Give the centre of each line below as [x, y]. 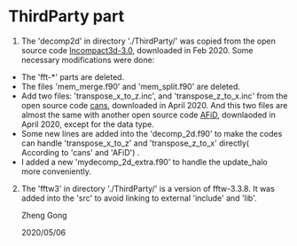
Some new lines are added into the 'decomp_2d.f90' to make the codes [152, 133]
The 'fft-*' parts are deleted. [73, 76]
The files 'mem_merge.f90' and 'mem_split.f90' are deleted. [131, 86]
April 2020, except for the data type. [87, 124]
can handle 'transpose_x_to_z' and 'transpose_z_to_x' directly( [135, 143]
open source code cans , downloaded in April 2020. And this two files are [154, 105]
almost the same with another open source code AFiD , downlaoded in [148, 115]
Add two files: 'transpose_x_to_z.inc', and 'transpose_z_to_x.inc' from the [154, 96]
